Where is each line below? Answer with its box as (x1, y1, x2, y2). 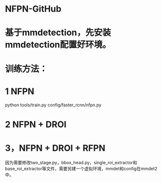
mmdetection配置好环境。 (5, 39, 112, 50)
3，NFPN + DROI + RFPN (5, 142, 106, 153)
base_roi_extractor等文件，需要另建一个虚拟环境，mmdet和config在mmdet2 (5, 165, 158, 171)
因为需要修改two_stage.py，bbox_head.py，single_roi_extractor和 (5, 159, 137, 165)
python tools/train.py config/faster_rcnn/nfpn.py (5, 102, 102, 108)
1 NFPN (5, 86, 34, 97)
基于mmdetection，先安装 (5, 27, 112, 38)
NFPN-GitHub (5, 3, 62, 15)
